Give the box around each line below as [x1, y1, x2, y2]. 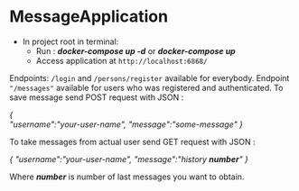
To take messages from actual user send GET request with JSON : [9, 136, 256, 147]
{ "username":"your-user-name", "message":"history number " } [9, 153, 248, 164]
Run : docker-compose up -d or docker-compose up [35, 45, 237, 56]
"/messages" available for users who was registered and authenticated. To [9, 82, 284, 93]
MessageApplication [9, 6, 169, 27]
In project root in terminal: [22, 36, 119, 47]
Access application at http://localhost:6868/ [35, 55, 208, 66]
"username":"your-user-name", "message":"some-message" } [9, 119, 244, 130]
